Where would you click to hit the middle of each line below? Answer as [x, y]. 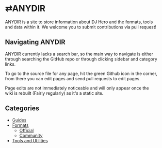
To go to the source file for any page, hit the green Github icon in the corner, [81, 74]
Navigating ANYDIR [35, 42]
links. [10, 64]
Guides [19, 120]
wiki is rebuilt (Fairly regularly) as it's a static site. [54, 93]
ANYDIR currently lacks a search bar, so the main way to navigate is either [79, 54]
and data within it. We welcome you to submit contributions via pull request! [81, 27]
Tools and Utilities [30, 140]
